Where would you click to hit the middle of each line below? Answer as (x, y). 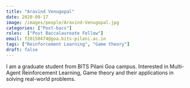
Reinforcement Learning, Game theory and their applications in (98, 72)
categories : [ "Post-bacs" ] (39, 28)
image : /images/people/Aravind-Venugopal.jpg (62, 22)
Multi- (177, 66)
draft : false (22, 50)
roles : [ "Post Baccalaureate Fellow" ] (55, 33)
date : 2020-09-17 (27, 17)
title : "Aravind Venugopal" (40, 11)
